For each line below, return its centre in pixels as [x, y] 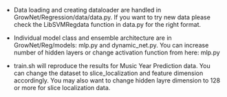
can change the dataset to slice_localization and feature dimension [108, 73]
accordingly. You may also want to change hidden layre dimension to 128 [117, 80]
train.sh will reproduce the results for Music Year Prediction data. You [112, 66]
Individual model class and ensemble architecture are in [93, 38]
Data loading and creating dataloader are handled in [87, 10]
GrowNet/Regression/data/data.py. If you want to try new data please [112, 17]
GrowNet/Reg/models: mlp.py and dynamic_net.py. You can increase [111, 45]
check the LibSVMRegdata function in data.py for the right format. [107, 24]
